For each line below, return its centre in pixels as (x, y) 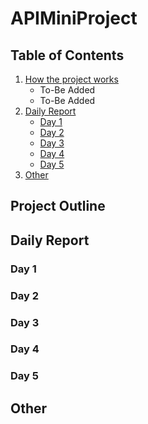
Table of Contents (67, 55)
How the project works (71, 79)
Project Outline (58, 206)
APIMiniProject (74, 18)
